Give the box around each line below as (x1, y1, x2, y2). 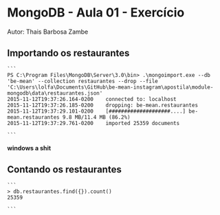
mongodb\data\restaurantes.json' (7, 89, 103, 97)
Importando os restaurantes (7, 47, 130, 59)
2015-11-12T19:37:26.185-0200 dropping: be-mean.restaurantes (7, 102, 198, 109)
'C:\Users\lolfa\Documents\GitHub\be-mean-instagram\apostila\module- (7, 84, 214, 91)
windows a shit (7, 144, 52, 152)
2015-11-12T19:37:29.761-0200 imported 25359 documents (7, 120, 180, 126)
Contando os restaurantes (7, 163, 122, 176)
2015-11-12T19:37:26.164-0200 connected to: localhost (7, 95, 177, 102)
